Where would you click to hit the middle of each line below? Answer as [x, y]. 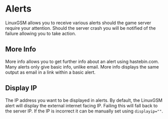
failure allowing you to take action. [41, 33]
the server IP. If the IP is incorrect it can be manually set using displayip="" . [84, 111]
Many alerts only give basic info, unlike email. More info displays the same [82, 67]
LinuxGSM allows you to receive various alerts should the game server [78, 23]
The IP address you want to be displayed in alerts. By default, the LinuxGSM [84, 100]
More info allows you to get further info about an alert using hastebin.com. [82, 62]
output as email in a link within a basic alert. [50, 72]
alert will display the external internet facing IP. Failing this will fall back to [81, 105]
